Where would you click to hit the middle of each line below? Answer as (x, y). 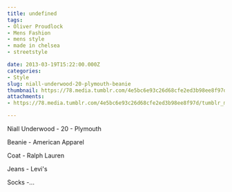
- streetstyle (28, 52)
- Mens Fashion (29, 33)
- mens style (26, 39)
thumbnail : (23, 90)
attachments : (26, 97)
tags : (15, 20)
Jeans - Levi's (27, 169)
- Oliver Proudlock (35, 26)
